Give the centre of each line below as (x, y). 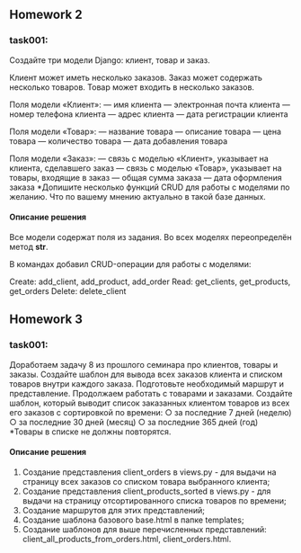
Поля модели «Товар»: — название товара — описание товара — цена (145, 131)
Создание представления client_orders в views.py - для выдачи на (149, 472)
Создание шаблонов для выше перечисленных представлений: (144, 529)
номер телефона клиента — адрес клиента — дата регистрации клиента (149, 114)
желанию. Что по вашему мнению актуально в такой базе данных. (138, 196)
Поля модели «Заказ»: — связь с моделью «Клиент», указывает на (139, 158)
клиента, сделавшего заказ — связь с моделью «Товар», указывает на (146, 168)
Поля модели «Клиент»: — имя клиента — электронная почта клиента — (150, 104)
